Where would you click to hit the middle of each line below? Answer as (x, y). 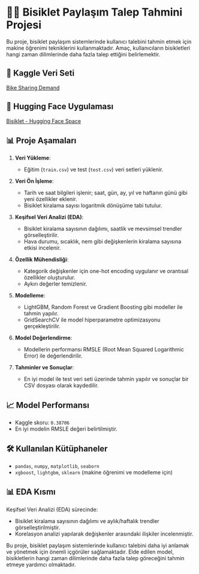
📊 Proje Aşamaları (41, 140)
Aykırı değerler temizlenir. (55, 284)
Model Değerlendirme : (43, 338)
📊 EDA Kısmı (31, 492)
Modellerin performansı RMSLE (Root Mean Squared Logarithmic (104, 350)
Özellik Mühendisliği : (42, 260)
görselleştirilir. (41, 235)
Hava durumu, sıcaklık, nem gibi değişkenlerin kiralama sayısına (102, 242)
